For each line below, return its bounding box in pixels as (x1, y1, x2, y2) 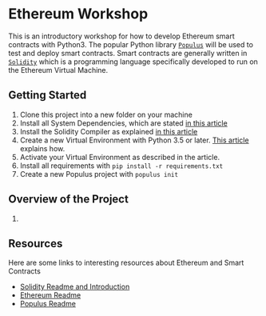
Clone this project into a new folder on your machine (19, 110, 193, 119)
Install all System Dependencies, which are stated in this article (19, 118, 228, 128)
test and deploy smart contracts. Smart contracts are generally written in (8, 48, 248, 58)
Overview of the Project (8, 193, 129, 206)
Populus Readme (19, 299, 76, 309)
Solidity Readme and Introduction (19, 282, 130, 292)
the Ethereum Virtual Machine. (8, 65, 109, 74)
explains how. (19, 143, 66, 153)
